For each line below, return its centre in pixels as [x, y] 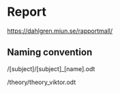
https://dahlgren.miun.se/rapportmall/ [60, 31]
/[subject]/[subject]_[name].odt [51, 68]
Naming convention [50, 52]
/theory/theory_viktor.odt [42, 82]
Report [27, 12]
